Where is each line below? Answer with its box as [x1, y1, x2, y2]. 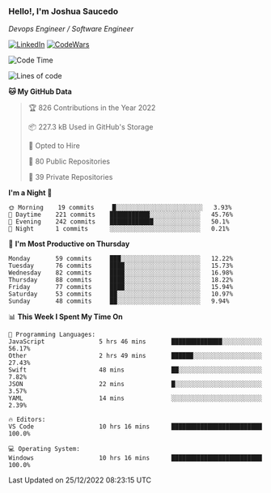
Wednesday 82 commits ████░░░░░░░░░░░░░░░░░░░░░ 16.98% [8, 269, 233, 277]
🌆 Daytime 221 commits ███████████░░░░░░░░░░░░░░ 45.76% [8, 210, 233, 219]
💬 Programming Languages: [8, 330, 95, 339]
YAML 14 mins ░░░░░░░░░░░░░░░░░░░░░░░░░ [8, 394, 263, 402]
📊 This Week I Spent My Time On [8, 312, 123, 321]
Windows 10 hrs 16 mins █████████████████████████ [8, 454, 263, 462]
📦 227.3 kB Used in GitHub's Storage [28, 122, 154, 132]
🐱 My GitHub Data [8, 87, 73, 96]
